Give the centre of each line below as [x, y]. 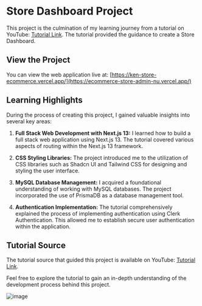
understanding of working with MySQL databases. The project [93, 189]
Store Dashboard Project [70, 11]
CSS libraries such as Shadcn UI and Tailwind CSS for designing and [101, 164]
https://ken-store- [134, 75]
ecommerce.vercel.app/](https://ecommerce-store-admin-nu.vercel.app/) [99, 81]
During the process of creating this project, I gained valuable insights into [98, 115]
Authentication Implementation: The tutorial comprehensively [94, 207]
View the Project [38, 60]
